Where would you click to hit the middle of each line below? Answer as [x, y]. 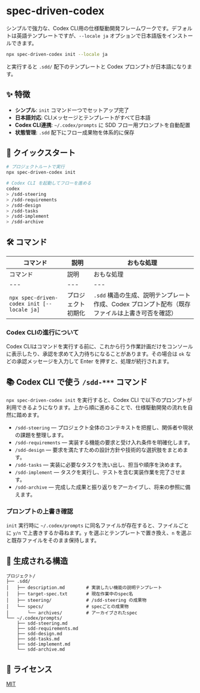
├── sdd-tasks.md [38, 639]
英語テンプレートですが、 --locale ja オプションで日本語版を [92, 35]
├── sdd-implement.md [43, 644]
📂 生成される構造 [37, 561]
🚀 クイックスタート [41, 153]
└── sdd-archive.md [41, 650]
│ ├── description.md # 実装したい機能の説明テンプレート [84, 588]
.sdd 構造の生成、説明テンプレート [142, 295]
